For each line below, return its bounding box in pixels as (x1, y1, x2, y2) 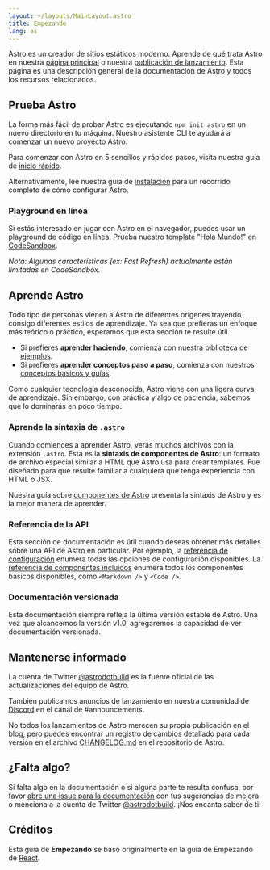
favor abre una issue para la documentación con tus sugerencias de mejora (8, 791, 260, 801)
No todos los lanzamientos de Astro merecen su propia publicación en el (8, 721, 250, 729)
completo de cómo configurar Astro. (8, 185, 129, 195)
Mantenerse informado (8, 650, 127, 664)
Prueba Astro (8, 98, 77, 111)
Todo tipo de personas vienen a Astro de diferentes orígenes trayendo (8, 310, 242, 320)
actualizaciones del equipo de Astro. (8, 680, 130, 690)
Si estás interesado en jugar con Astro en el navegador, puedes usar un (8, 224, 246, 233)
